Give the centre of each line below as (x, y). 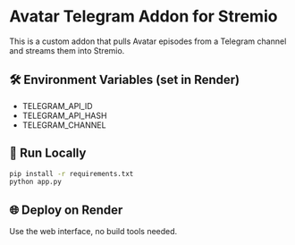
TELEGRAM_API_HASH (64, 115)
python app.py (36, 182)
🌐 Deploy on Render (66, 210)
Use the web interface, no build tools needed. (93, 232)
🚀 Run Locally (48, 153)
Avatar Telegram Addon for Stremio (143, 17)
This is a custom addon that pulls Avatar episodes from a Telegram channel (148, 41)
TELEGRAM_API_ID (57, 106)
